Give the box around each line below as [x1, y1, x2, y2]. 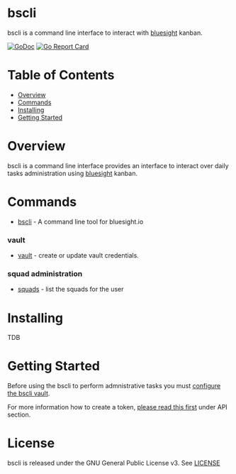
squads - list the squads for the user [17, 285, 124, 294]
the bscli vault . [7, 389, 50, 398]
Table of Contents [7, 67, 115, 83]
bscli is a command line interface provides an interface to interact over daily [7, 161, 229, 170]
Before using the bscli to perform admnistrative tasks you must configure [7, 382, 221, 390]
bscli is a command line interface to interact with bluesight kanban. [7, 28, 203, 37]
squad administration [7, 268, 83, 278]
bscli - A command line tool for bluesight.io [17, 217, 144, 226]
